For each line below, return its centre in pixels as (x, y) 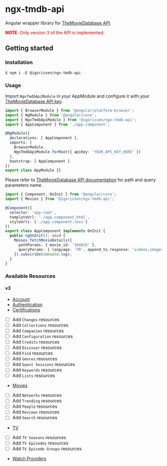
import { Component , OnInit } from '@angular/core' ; (61, 194)
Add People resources (35, 406)
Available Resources (30, 276)
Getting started (29, 48)
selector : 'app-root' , (33, 213)
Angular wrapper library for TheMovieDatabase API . (58, 23)
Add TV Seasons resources (39, 437)
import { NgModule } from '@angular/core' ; (51, 115)
